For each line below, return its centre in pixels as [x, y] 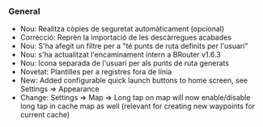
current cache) [45, 115]
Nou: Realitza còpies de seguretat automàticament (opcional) [122, 29]
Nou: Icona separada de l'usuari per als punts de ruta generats [124, 63]
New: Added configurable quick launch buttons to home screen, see [134, 80]
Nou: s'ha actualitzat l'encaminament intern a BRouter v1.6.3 [120, 55]
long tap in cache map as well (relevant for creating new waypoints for [138, 106]
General [24, 11]
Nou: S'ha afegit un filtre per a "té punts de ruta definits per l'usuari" [134, 46]
